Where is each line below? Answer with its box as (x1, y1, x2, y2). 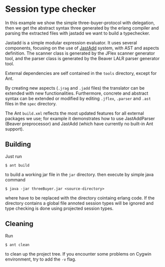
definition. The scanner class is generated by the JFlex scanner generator (5, 50, 155, 56)
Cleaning (5, 220, 33, 228)
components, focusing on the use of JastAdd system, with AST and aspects (5, 45, 159, 51)
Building (5, 140, 31, 149)
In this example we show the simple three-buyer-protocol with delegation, (5, 20, 155, 26)
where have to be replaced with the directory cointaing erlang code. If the (5, 195, 155, 200)
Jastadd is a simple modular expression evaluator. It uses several (5, 39, 137, 45)
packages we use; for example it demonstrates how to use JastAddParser (5, 115, 155, 121)
